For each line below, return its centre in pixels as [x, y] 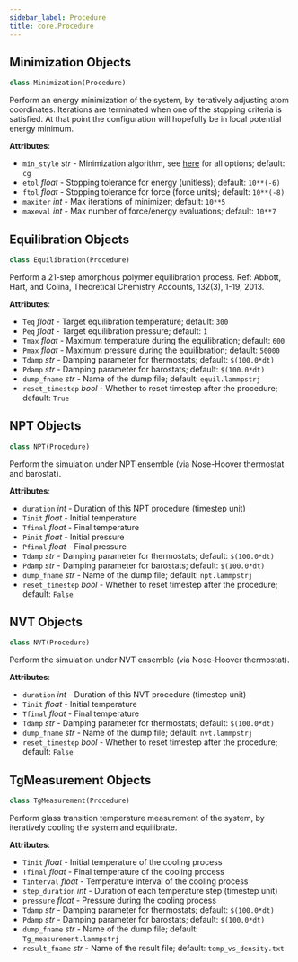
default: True [46, 398]
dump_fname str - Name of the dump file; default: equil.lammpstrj [141, 379]
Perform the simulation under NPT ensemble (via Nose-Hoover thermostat [147, 464]
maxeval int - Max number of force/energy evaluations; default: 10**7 [149, 211]
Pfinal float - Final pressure [74, 546]
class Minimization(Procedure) [68, 83]
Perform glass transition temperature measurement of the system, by [137, 818]
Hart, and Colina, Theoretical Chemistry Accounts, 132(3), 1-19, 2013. [137, 286]
